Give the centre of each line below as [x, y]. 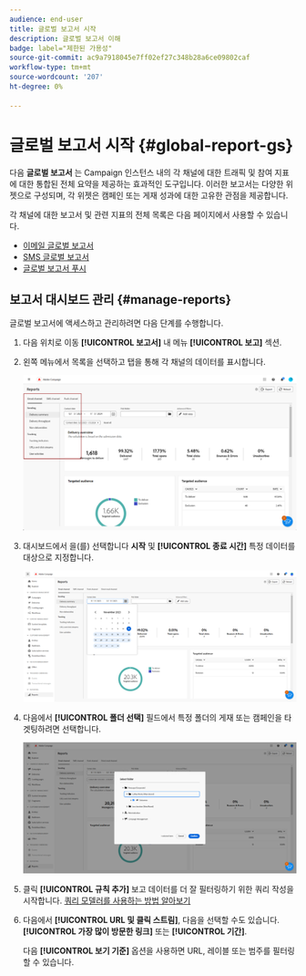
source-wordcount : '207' [56, 78]
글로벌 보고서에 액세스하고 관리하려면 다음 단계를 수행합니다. [117, 323]
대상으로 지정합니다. [58, 557]
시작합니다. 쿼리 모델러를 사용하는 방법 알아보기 [107, 901]
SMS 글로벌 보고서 [56, 256]
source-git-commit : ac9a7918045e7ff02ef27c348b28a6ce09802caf [130, 58]
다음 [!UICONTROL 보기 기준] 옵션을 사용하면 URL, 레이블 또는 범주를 [147, 951]
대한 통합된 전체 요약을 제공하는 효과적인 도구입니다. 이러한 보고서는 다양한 [151, 183]
